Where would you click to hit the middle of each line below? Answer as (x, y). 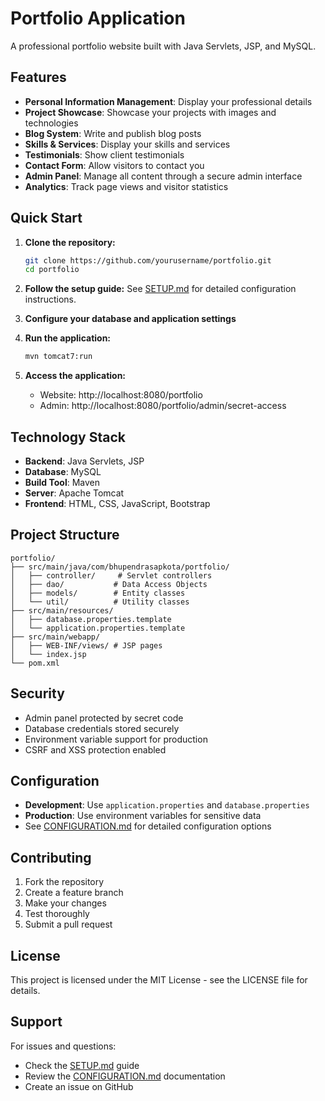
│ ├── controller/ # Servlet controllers (111, 575)
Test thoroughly (57, 914)
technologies (51, 123)
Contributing (51, 857)
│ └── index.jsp (48, 654)
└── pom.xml (35, 663)
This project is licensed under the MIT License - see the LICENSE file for (159, 980)
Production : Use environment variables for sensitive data (143, 816)
